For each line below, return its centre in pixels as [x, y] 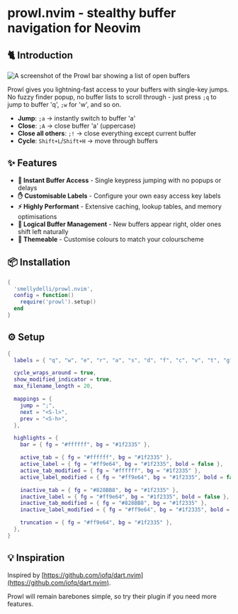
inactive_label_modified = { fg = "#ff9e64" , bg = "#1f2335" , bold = [125, 510]
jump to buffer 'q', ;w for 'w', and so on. [64, 105]
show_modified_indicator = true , [63, 380]
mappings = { [33, 399]
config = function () [44, 296]
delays [27, 188]
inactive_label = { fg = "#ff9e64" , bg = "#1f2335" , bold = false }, [125, 497]
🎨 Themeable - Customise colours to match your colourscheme [110, 239]
